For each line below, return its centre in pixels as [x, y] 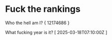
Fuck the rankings [43, 9]
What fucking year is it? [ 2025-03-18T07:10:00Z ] [56, 32]
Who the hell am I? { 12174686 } [37, 23]
